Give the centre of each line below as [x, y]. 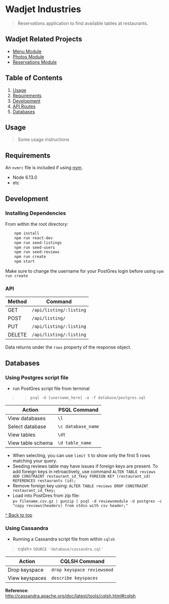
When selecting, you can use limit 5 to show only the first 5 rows [81, 455]
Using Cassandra [27, 528]
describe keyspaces [75, 578]
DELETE [17, 335]
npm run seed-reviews [37, 252]
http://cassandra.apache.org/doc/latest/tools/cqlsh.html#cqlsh [71, 596]
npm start [25, 262]
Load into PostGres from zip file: [46, 495]
